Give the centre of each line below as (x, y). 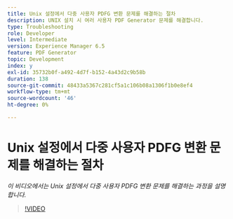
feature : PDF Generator (42, 53)
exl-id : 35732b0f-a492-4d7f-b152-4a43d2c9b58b (76, 72)
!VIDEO (35, 209)
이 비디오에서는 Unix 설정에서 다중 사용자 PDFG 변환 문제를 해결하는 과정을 (110, 185)
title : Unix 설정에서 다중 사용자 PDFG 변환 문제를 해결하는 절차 (92, 14)
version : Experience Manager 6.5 (56, 46)
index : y (20, 66)
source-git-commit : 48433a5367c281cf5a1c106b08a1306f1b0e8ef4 (100, 85)
